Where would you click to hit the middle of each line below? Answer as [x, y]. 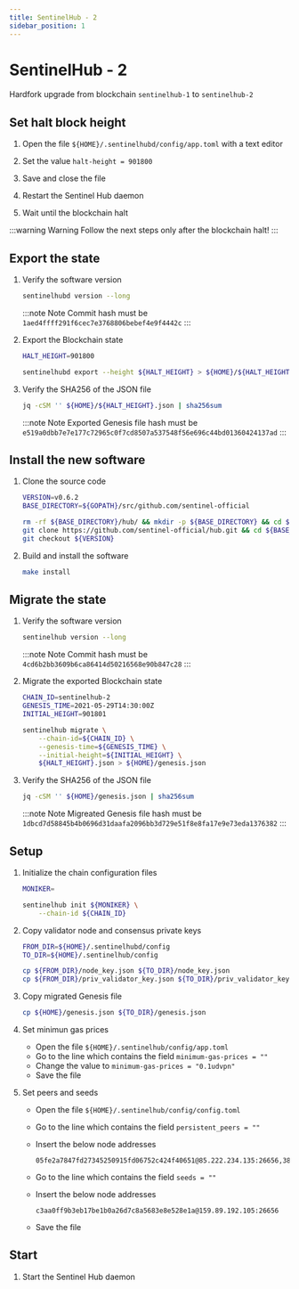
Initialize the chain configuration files [89, 873]
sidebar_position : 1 [48, 26]
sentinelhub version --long [74, 638]
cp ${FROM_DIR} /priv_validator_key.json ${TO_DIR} [118, 979]
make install [46, 572]
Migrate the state [58, 600]
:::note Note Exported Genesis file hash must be [110, 422]
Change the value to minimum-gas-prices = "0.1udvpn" [135, 1066]
